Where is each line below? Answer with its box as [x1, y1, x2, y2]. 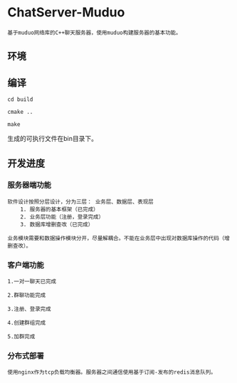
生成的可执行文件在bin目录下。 [7, 135, 98, 143]
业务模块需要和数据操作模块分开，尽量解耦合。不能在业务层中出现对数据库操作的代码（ [7, 234, 225, 242]
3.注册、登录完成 [7, 305, 51, 313]
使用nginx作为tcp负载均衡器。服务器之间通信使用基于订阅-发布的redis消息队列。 [7, 369, 216, 376]
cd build [7, 96, 33, 103]
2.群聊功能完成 [7, 292, 46, 299]
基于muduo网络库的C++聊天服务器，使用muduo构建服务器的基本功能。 [7, 29, 181, 36]
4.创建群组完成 [7, 320, 46, 327]
